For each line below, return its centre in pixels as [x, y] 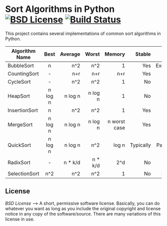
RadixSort [19, 162]
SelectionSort [24, 173]
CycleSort [19, 81]
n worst [116, 121]
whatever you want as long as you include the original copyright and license [83, 208]
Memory [115, 54]
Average [70, 54]
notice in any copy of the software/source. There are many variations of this [83, 214]
